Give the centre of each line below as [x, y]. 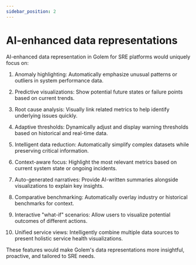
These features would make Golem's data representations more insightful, [95, 250]
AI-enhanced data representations [92, 40]
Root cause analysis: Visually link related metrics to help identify [92, 109]
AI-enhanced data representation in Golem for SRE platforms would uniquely [98, 57]
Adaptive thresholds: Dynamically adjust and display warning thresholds [102, 127]
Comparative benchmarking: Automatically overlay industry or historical [101, 197]
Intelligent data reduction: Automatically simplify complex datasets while [102, 144]
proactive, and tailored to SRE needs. [51, 256]
